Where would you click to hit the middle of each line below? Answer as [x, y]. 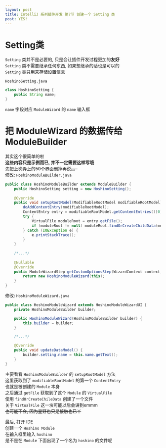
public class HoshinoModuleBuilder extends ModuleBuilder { [68, 184]
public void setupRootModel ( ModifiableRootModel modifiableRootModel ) [88, 203]
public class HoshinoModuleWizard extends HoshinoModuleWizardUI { [76, 305]
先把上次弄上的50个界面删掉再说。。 [41, 168]
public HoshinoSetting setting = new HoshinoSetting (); [73, 189]
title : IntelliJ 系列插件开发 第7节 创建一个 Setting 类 [60, 14]
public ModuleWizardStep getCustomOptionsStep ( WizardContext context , [88, 272]
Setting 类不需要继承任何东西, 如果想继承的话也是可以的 [62, 66]
